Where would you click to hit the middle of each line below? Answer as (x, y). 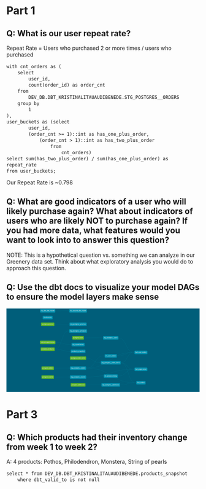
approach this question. (36, 268)
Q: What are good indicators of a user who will (97, 202)
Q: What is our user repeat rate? (69, 33)
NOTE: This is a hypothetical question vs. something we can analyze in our (101, 255)
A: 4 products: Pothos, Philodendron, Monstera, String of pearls (87, 462)
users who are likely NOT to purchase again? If (97, 221)
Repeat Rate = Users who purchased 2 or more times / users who (89, 48)
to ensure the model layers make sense (83, 297)
